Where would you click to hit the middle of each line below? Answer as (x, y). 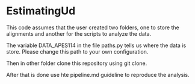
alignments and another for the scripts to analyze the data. (79, 33)
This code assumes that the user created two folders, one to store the (93, 27)
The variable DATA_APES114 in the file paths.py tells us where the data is (96, 45)
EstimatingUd (41, 11)
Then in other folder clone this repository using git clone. (77, 63)
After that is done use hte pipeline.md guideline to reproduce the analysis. (98, 74)
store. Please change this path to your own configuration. (77, 51)
